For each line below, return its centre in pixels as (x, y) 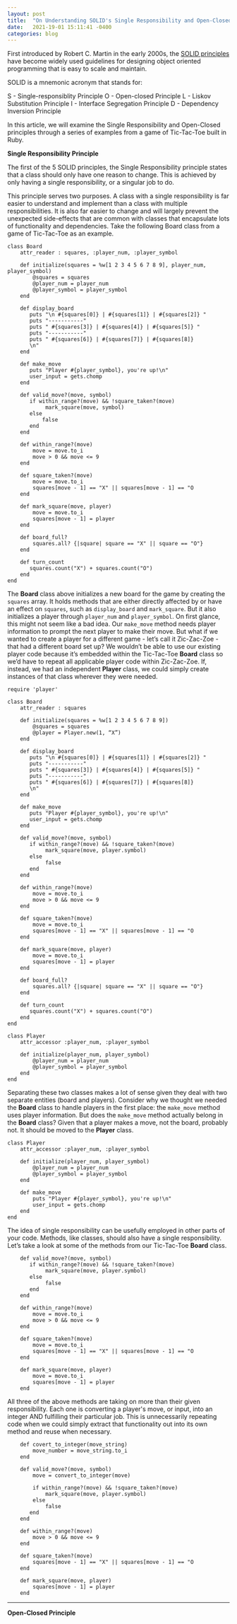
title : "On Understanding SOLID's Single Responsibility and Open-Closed (120, 21)
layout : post (26, 14)
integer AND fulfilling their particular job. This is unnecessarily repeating (112, 1417)
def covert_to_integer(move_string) (74, 1445)
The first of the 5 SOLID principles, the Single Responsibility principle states (117, 168)
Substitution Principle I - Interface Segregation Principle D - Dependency (113, 104)
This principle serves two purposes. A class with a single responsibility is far (118, 196)
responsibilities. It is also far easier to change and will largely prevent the (113, 211)
